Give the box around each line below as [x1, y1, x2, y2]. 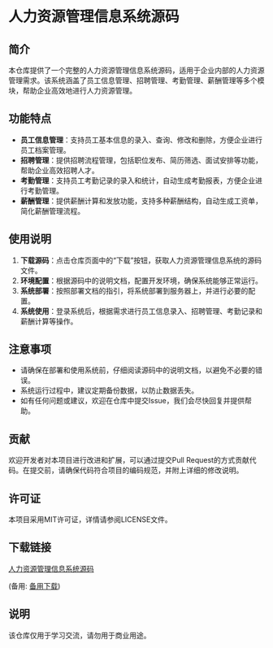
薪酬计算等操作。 [19, 316, 78, 326]
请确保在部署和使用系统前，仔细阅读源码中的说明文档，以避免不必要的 [19, 365, 256, 375]
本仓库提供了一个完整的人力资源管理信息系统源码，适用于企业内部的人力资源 [8, 66, 265, 75]
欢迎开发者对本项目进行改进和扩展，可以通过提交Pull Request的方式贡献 [8, 455, 249, 465]
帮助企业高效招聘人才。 [19, 165, 99, 175]
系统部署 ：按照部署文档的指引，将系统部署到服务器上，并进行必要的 [19, 285, 249, 295]
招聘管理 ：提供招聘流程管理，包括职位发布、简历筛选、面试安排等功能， [19, 155, 262, 165]
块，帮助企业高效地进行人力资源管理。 [8, 86, 136, 95]
